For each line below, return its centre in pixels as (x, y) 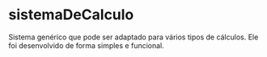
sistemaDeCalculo (71, 15)
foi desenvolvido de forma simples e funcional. (86, 45)
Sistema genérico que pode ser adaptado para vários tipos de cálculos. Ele (133, 37)
